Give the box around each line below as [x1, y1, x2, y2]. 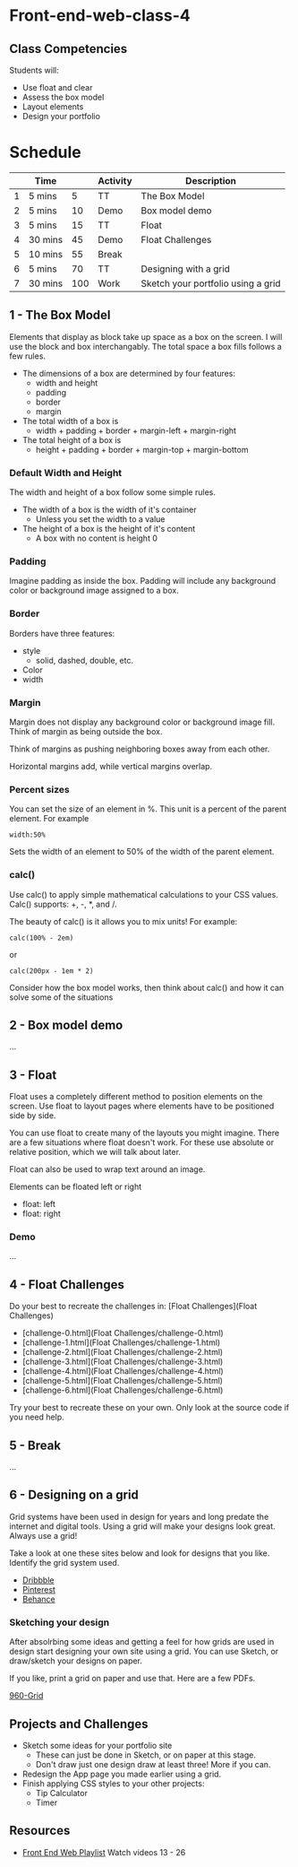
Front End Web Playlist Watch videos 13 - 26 [21, 1846, 186, 1857]
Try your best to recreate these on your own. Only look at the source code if [9, 1402, 290, 1413]
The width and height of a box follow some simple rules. [9, 487, 217, 498]
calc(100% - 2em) [9, 933, 74, 942]
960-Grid [9, 1690, 44, 1701]
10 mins [28, 247, 64, 260]
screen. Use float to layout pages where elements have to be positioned [9, 1100, 275, 1112]
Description [184, 174, 237, 187]
